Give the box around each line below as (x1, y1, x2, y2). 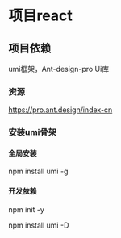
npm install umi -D (8, 220, 69, 230)
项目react (8, 6, 73, 25)
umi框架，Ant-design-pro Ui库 (8, 65, 110, 73)
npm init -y (8, 204, 44, 214)
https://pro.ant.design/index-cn (8, 105, 113, 115)
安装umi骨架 (8, 127, 56, 138)
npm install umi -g (8, 166, 69, 177)
